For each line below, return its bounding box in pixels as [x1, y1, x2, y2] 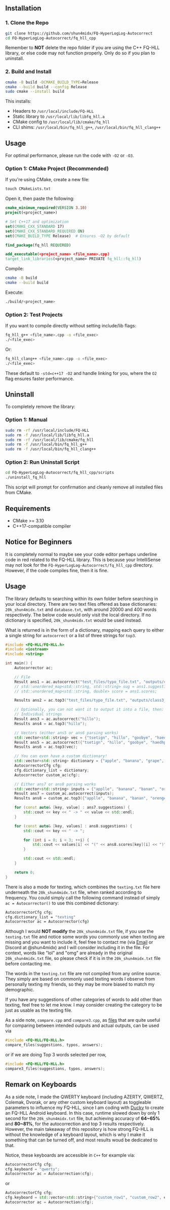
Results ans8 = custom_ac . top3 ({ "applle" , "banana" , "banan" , [14, 796, 148, 801]
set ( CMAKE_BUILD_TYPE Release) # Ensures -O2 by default [5, 233, 130, 238]
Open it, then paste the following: [5, 195, 75, 202]
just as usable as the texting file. [5, 1007, 72, 1014]
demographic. [5, 987, 34, 993]
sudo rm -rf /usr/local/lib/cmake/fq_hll [5, 437, 94, 442]
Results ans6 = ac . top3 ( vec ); [14, 744, 78, 750]
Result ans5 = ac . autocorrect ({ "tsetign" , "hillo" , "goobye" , [14, 740, 148, 745]
